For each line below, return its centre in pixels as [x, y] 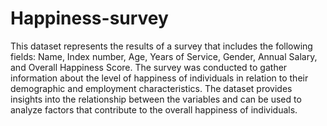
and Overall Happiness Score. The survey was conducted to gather [149, 67]
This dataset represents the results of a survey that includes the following [161, 46]
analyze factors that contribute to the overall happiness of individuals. [154, 109]
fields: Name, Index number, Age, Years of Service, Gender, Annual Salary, [164, 56]
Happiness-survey [89, 18]
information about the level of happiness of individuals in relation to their [159, 78]
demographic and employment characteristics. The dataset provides [151, 88]
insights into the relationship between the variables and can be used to [156, 99]
